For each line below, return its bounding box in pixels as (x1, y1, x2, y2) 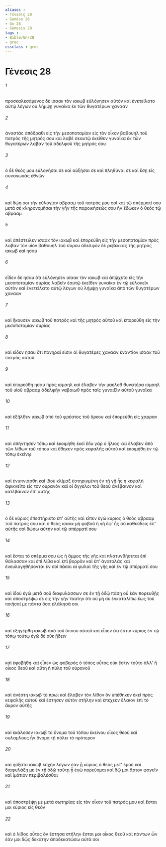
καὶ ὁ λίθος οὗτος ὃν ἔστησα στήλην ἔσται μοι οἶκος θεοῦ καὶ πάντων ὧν (5, 831, 158, 837)
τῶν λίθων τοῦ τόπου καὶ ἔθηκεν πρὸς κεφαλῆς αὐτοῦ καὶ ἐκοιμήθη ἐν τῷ (5, 446, 159, 452)
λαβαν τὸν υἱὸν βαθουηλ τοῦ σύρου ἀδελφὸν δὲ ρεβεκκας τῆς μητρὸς (5, 242, 152, 248)
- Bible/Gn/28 (5, 35, 35, 40)
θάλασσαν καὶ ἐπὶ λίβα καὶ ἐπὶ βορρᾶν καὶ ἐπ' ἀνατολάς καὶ (5, 558, 130, 564)
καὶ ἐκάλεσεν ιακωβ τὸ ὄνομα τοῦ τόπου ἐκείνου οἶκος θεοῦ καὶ (5, 729, 138, 735)
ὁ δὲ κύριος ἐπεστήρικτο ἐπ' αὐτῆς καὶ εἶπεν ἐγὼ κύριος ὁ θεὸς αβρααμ (5, 515, 155, 521)
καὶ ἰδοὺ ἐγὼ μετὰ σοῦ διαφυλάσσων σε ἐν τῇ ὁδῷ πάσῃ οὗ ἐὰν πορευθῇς (5, 590, 160, 596)
